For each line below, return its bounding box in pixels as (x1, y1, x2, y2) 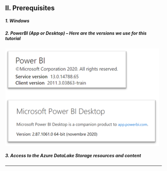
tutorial (5, 36, 21, 42)
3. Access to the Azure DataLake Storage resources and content (5, 153, 142, 159)
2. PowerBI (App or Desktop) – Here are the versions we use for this (5, 30, 147, 36)
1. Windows (5, 17, 30, 24)
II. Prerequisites (5, 4, 55, 12)
